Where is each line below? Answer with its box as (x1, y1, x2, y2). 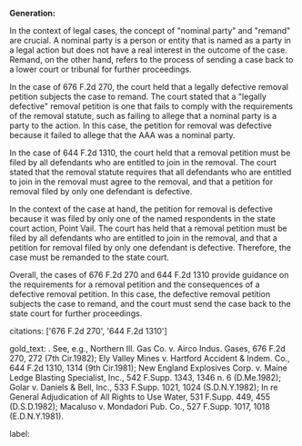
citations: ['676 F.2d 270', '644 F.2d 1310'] (9, 326, 168, 336)
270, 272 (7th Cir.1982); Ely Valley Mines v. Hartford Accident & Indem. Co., (9, 353, 291, 363)
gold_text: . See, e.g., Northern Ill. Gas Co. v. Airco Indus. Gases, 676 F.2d (9, 343, 287, 353)
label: (9, 429, 30, 439)
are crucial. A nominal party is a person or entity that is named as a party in (9, 35, 291, 45)
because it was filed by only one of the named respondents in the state (9, 213, 276, 223)
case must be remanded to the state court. (9, 252, 170, 263)
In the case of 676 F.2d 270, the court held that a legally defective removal (9, 82, 289, 92)
